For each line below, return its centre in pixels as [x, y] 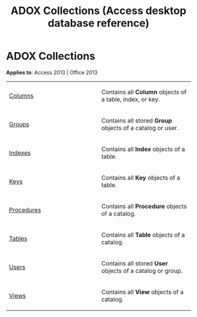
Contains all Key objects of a [141, 178]
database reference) [98, 23]
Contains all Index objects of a [143, 149]
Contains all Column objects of [144, 92]
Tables [18, 238]
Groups [19, 124]
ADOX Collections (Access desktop [98, 11]
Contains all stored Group [137, 120]
